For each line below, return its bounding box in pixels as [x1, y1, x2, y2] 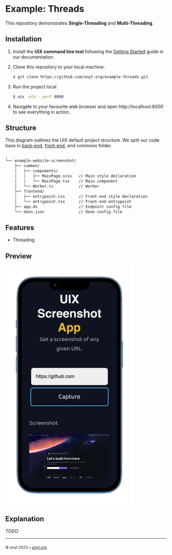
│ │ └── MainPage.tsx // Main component [14, 179, 118, 184]
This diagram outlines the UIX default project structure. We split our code [5, 137, 160, 143]
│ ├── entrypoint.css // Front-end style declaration [14, 194, 147, 199]
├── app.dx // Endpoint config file [14, 204, 132, 210]
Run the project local [12, 83, 57, 90]
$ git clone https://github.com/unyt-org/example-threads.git [12, 74, 148, 79]
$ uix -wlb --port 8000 [12, 94, 64, 99]
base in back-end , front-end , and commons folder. [5, 143, 112, 149]
